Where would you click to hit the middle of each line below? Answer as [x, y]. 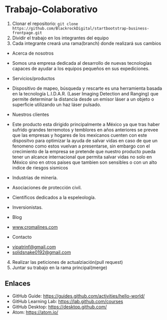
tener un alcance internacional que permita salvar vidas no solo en [82, 157]
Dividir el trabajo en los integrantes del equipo [60, 38]
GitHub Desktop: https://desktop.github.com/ [60, 307]
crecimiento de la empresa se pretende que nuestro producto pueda [84, 151]
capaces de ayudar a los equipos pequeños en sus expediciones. [81, 68]
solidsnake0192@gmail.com [41, 252]
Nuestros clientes [31, 114]
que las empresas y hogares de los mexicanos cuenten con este [79, 135]
